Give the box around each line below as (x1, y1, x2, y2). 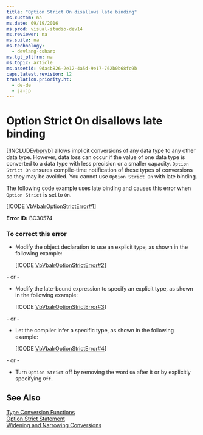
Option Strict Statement (6, 415, 66, 422)
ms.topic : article (6, 59, 53, 66)
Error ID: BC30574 (6, 214, 53, 221)
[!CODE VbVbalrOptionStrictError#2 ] (15, 261, 106, 269)
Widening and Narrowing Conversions (6, 421, 102, 428)
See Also (6, 393, 41, 403)
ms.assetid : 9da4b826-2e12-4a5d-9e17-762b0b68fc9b (6, 65, 137, 72)
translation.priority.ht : (6, 76, 72, 83)
